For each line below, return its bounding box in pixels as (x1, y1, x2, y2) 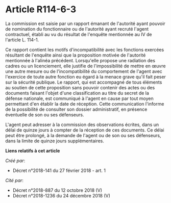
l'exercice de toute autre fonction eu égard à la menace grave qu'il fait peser (5, 73, 166, 80)
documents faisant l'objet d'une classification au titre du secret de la (5, 90, 150, 96)
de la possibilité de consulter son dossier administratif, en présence (5, 106, 148, 112)
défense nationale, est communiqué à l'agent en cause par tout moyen (5, 95, 154, 102)
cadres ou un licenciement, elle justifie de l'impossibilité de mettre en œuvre (5, 63, 166, 69)
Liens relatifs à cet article (5, 147, 60, 154)
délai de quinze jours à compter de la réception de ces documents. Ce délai (5, 126, 164, 133)
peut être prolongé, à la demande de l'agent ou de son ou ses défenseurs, (5, 132, 161, 138)
